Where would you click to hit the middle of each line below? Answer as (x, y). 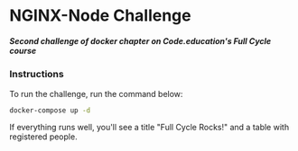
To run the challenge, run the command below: (96, 93)
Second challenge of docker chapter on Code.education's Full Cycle (140, 40)
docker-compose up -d (50, 110)
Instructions (37, 75)
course (23, 50)
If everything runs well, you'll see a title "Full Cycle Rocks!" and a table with (149, 128)
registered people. (44, 137)
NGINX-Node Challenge (100, 16)
